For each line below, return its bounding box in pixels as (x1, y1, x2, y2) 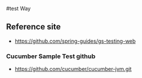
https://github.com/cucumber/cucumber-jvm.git (14, 66, 132, 73)
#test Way (6, 5, 31, 12)
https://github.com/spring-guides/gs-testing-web (14, 38, 136, 45)
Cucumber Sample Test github (6, 52, 96, 60)
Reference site (6, 22, 61, 32)
